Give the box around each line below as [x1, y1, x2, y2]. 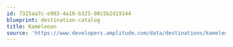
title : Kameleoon [6, 23, 57, 30]
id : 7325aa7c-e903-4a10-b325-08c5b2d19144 [6, 10, 131, 17]
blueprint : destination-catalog [6, 17, 100, 23]
